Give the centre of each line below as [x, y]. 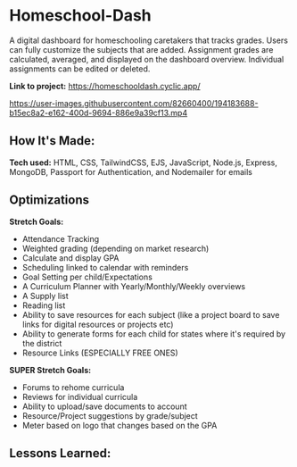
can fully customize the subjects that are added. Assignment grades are [141, 49]
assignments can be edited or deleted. [80, 69]
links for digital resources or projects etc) [98, 324]
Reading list [44, 305]
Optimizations [49, 200]
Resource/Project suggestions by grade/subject [110, 415]
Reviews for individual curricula [80, 396]
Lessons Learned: [60, 453]
